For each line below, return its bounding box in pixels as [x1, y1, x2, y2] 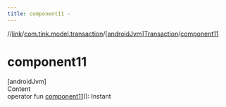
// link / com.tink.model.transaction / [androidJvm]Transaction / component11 [7, 29, 219, 38]
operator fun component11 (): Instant [7, 92, 111, 100]
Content [7, 85, 31, 93]
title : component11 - [7, 10, 71, 17]
